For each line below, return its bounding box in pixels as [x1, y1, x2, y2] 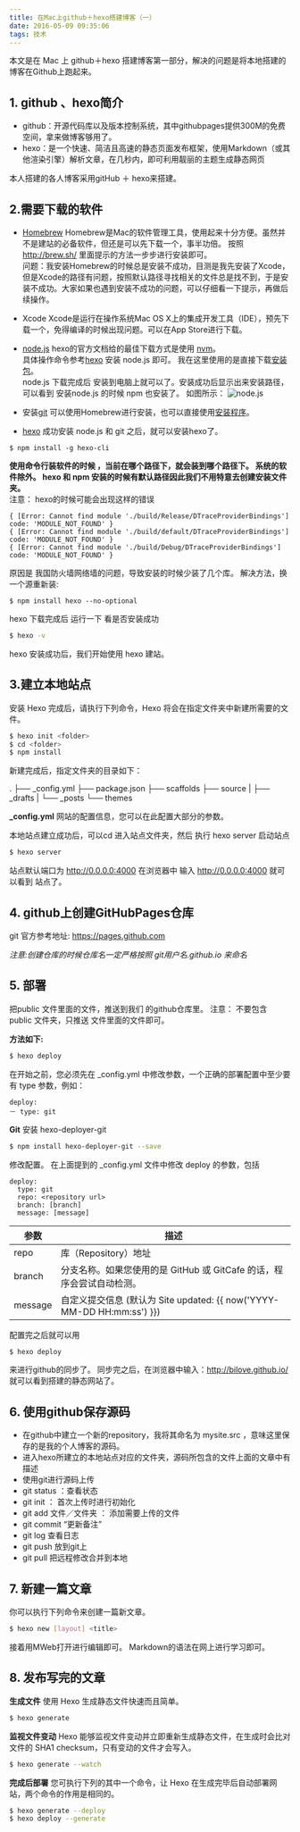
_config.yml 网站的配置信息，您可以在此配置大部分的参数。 [9, 811, 229, 822]
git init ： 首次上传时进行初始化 [21, 1497, 136, 1508]
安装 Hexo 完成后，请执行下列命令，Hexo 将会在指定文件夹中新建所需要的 [9, 702, 281, 713]
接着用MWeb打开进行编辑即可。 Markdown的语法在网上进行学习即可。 [9, 1641, 271, 1652]
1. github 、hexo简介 [9, 95, 124, 110]
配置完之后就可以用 [9, 1329, 80, 1340]
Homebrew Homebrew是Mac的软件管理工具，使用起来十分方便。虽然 [21, 227, 279, 238]
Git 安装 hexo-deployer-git [9, 1124, 107, 1134]
